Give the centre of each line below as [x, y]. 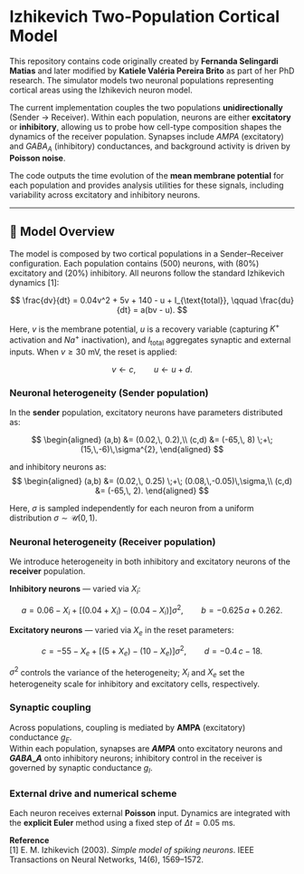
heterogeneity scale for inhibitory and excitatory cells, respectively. [135, 684]
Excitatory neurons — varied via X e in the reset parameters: [122, 631]
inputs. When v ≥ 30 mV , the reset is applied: [94, 352]
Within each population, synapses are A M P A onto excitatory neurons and [146, 749]
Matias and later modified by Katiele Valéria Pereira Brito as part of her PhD [152, 71]
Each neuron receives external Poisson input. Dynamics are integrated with [150, 813]
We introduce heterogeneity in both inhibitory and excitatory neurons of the [150, 562]
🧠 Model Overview [62, 232]
